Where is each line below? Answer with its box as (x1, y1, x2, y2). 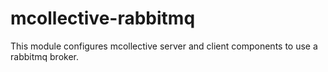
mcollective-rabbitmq (10, 7, 196, 30)
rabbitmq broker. (10, 50, 79, 62)
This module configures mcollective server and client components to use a (10, 40, 318, 52)
